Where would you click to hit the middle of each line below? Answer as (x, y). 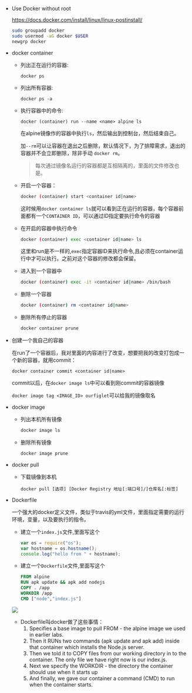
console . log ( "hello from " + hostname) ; (70, 554)
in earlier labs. (46, 634)
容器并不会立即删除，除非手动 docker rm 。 (72, 153)
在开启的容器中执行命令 (49, 228)
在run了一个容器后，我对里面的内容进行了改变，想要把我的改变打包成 (95, 353)
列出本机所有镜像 (41, 419)
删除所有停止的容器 (44, 317)
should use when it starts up (63, 672)
